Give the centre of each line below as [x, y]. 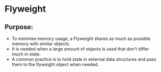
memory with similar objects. [41, 44]
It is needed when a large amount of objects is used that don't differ [80, 49]
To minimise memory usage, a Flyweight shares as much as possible [81, 38]
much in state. [26, 54]
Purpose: [19, 27]
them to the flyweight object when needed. [55, 64]
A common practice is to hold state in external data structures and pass [84, 59]
